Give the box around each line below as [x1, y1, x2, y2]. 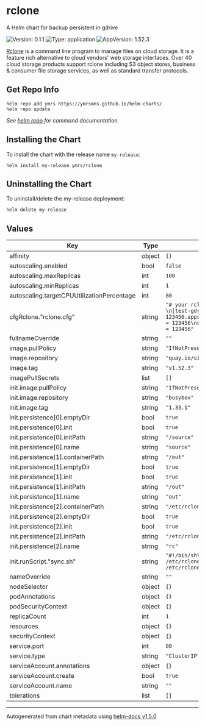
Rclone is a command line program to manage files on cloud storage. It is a [6, 47, 194, 55]
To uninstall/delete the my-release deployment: [6, 195, 125, 202]
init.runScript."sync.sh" [9, 557, 76, 566]
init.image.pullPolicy [9, 383, 67, 392]
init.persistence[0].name [9, 443, 80, 452]
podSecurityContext [9, 602, 68, 611]
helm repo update [6, 106, 51, 112]
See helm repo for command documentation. [6, 116, 120, 124]
